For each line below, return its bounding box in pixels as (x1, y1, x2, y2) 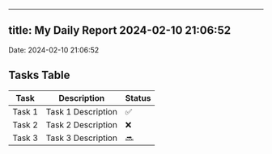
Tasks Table (8, 69, 70, 82)
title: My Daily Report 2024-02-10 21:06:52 (8, 23, 232, 37)
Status (125, 92, 151, 103)
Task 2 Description (45, 119, 117, 130)
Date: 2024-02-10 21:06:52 (8, 45, 100, 55)
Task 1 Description (45, 106, 117, 117)
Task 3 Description (45, 132, 117, 144)
